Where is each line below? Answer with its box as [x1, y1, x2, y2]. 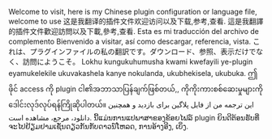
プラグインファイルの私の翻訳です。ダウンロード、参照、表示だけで [29, 47, 257, 56]
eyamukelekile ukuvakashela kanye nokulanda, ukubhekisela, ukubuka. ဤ [8, 69, 258, 78]
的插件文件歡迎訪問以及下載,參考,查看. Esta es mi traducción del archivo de [8, 27, 260, 36]
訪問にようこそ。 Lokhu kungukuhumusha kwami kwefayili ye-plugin [22, 57, 253, 66]
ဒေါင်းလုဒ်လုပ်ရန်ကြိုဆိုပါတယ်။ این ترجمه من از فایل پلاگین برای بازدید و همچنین [8, 100, 254, 109]
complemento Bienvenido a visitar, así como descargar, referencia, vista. [8, 36, 252, 46]
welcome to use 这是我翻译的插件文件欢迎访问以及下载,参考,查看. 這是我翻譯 [8, 16, 264, 26]
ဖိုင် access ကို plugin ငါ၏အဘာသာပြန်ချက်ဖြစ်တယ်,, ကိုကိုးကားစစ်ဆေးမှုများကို [8, 84, 264, 94]
